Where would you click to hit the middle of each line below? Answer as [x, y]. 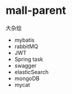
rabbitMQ [26, 46]
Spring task [29, 59]
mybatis [24, 40]
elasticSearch [31, 72]
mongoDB [27, 78]
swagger [25, 65]
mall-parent [36, 11]
